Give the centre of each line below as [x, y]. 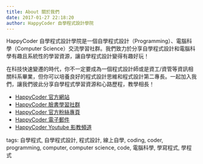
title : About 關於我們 [33, 12]
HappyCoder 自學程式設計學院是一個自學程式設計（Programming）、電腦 [97, 41]
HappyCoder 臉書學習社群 [47, 105]
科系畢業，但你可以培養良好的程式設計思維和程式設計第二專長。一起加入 [101, 77]
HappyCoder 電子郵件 [42, 120]
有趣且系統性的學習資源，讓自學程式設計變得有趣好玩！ [80, 56]
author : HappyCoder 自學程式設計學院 [50, 23]
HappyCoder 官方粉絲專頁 [47, 112]
